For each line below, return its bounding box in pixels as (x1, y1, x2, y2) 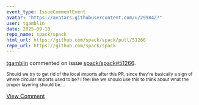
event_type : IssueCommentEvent (6, 8, 86, 15)
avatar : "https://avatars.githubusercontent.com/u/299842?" (6, 15, 163, 21)
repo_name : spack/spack (6, 32, 67, 38)
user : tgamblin (6, 20, 45, 26)
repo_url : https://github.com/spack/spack (6, 43, 116, 49)
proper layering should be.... (6, 81, 66, 88)
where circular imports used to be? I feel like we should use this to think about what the (6, 76, 189, 83)
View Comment (6, 92, 45, 100)
